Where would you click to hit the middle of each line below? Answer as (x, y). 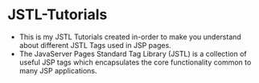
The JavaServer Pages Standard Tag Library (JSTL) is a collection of (133, 53)
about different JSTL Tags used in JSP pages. (95, 45)
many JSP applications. (58, 70)
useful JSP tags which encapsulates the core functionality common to (135, 62)
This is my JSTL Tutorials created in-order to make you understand (130, 37)
